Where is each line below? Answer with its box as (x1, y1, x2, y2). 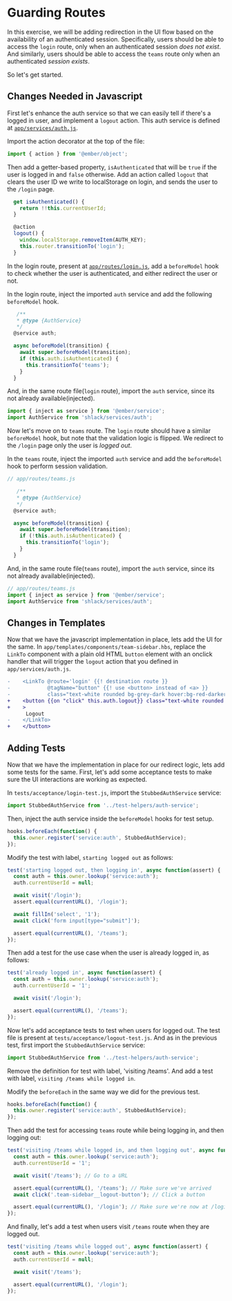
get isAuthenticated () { (13, 198, 85, 205)
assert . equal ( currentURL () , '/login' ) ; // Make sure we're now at (13, 1204, 209, 1210)
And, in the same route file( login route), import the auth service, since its (7, 387, 215, 395)
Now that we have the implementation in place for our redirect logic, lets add (7, 760, 225, 769)
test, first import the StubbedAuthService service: (7, 1040, 146, 1049)
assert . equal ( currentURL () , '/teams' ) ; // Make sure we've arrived (13, 1184, 212, 1192)
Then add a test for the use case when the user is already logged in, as (7, 948, 209, 957)
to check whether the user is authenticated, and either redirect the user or (7, 269, 218, 277)
